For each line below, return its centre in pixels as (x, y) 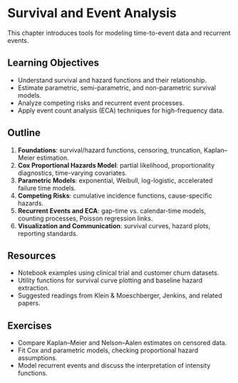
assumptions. (37, 358)
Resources (32, 256)
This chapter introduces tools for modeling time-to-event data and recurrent (119, 33)
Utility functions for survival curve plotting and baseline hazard (110, 280)
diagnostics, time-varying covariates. (72, 173)
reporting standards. (48, 233)
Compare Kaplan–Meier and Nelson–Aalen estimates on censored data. (122, 343)
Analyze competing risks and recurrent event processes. (101, 103)
